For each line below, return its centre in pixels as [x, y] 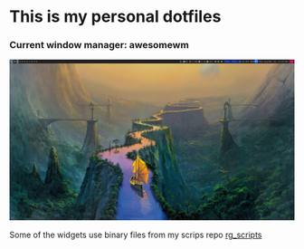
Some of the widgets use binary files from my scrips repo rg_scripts [136, 235]
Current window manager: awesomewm [100, 45]
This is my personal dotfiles [115, 17]
